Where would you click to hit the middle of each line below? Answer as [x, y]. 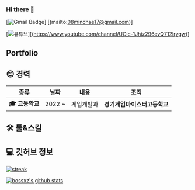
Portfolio [22, 53]
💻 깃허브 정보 [30, 152]
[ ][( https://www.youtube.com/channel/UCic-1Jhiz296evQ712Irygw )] [98, 34]
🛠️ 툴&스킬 [24, 128]
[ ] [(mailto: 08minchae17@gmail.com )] [69, 22]
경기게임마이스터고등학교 [136, 104]
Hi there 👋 [20, 9]
